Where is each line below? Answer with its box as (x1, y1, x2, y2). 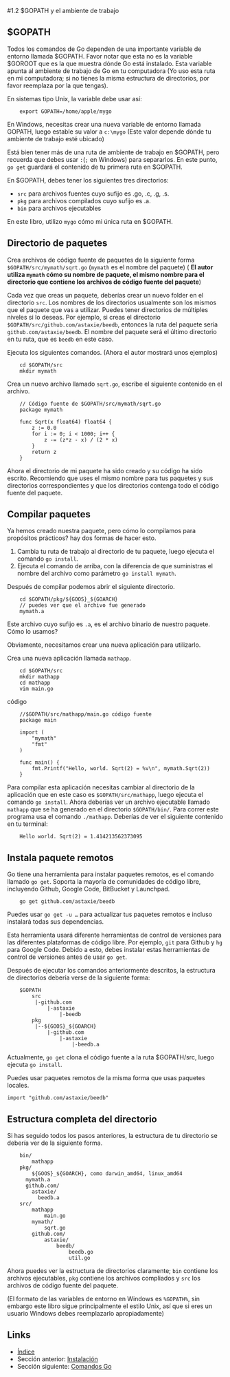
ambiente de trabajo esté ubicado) (7, 134, 104, 143)
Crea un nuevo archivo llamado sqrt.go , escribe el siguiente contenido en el (7, 380, 222, 388)
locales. (7, 1081, 30, 1090)
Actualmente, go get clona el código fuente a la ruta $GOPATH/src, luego (7, 1053, 215, 1062)
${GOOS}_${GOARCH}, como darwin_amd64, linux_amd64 (32, 1170, 183, 1177)
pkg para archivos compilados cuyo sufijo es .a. (16, 196, 151, 205)
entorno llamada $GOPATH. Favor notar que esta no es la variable (7, 52, 194, 60)
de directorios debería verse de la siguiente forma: (7, 973, 150, 982)
